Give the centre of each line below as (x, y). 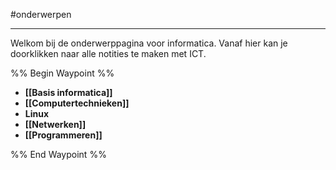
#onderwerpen (41, 14)
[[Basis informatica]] (68, 92)
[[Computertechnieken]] (77, 103)
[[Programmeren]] (63, 135)
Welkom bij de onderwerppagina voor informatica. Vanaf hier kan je (149, 43)
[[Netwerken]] (55, 124)
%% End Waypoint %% (58, 154)
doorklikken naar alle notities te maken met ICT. (108, 53)
